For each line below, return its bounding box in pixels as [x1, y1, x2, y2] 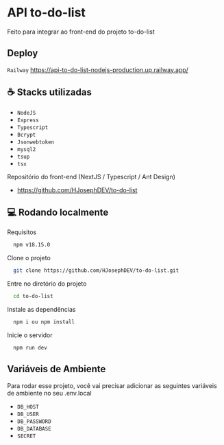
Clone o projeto [7, 254, 51, 262]
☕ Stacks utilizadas [7, 87, 92, 98]
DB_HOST [16, 403, 39, 410]
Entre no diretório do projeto [7, 279, 87, 288]
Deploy [7, 47, 38, 59]
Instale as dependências [7, 306, 76, 313]
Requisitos [7, 228, 37, 236]
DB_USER [16, 411, 39, 418]
